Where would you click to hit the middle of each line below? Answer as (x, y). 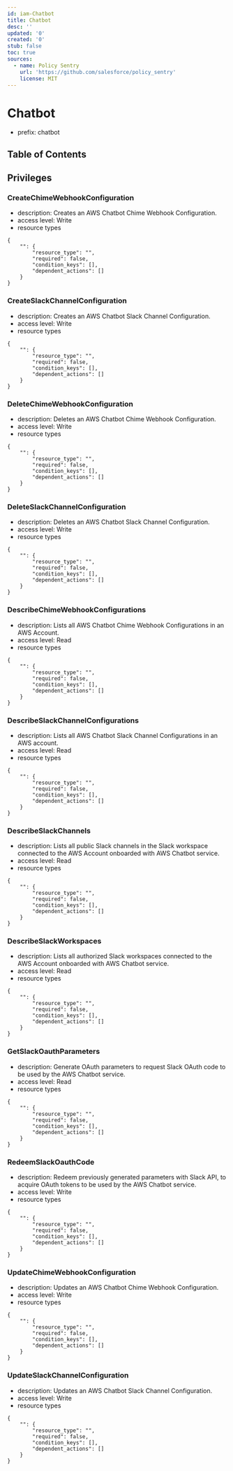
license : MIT (39, 78)
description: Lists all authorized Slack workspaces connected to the (115, 956)
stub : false (24, 46)
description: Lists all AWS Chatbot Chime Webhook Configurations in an (121, 625)
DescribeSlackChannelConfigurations (73, 721)
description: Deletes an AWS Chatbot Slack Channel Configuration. (114, 522)
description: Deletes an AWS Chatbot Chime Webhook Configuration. (116, 418)
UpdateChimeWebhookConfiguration (72, 1272)
